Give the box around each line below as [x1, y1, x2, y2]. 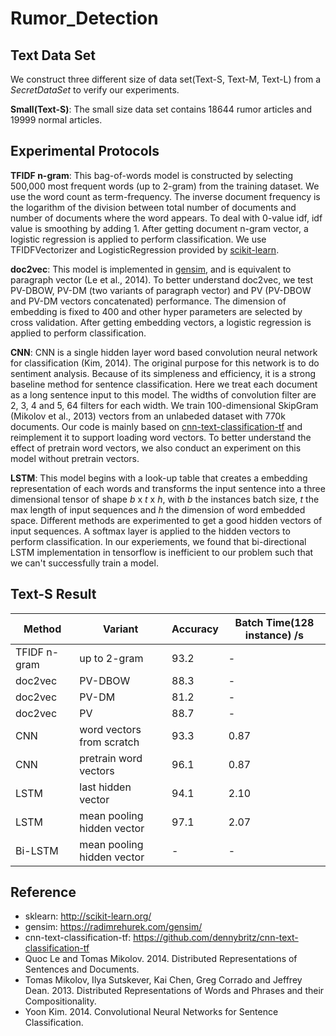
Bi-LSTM [15, 843, 59, 857]
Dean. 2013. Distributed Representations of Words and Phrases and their [24, 985, 325, 997]
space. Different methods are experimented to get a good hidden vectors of [10, 514, 323, 526]
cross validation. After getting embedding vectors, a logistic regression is [10, 316, 312, 328]
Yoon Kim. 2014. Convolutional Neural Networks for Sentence [24, 1006, 279, 1018]
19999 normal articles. [10, 114, 103, 126]
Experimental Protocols [10, 143, 160, 160]
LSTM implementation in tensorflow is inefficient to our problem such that [10, 546, 314, 558]
